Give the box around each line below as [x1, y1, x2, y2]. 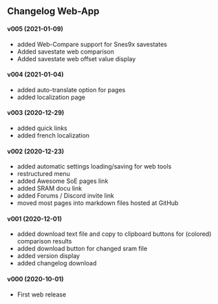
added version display [17, 252, 80, 260]
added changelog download [17, 259, 97, 268]
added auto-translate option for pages [17, 85, 126, 94]
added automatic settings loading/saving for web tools [17, 162, 172, 171]
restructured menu [17, 170, 71, 178]
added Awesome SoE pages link [17, 177, 109, 185]
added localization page [17, 93, 86, 101]
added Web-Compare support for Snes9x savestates [17, 40, 167, 48]
